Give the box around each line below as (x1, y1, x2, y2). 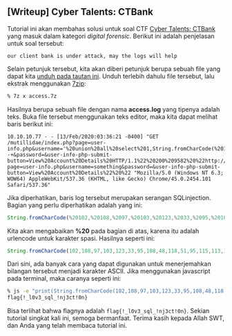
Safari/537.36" (7, 181, 51, 188)
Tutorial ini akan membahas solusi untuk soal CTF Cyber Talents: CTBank (7, 24, 216, 32)
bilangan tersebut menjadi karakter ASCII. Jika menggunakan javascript (7, 267, 211, 275)
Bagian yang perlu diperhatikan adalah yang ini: (7, 201, 143, 209)
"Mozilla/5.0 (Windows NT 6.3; (133, 169, 224, 176)
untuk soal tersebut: (7, 39, 64, 48)
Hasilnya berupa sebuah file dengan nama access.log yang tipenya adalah (7, 105, 220, 113)
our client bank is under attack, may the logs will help (7, 52, 177, 59)
